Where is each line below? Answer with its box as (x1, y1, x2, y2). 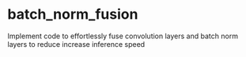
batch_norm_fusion (7, 5, 138, 23)
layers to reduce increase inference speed (7, 39, 146, 48)
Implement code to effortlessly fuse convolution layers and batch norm (7, 31, 239, 41)
